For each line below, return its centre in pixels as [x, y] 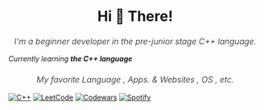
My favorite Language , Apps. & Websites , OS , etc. [135, 79]
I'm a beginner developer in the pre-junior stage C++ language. [135, 42]
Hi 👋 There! [135, 16]
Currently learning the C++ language [70, 59]
